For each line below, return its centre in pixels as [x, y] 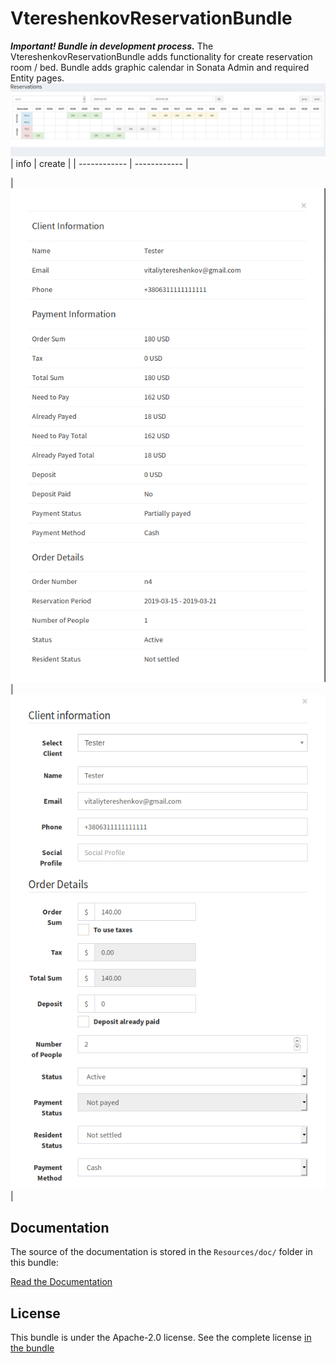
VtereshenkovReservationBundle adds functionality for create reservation [161, 56]
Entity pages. [37, 78]
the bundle [32, 1348]
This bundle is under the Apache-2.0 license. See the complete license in [161, 1337]
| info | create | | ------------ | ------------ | [99, 164]
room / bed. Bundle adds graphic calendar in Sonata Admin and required [160, 67]
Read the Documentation [61, 1282]
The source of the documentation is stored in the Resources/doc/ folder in [161, 1252]
